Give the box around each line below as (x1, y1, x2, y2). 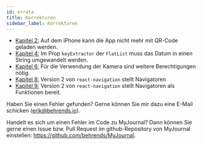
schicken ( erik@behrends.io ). (6, 107, 81, 115)
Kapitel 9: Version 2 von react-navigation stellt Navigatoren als (15, 82, 175, 90)
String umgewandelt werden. (15, 56, 88, 64)
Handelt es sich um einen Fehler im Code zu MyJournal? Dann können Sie (6, 119, 192, 126)
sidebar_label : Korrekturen (6, 20, 78, 26)
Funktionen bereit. (15, 89, 61, 96)
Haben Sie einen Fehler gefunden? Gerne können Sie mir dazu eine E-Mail (6, 101, 193, 108)
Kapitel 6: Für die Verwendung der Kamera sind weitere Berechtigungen (15, 63, 197, 70)
